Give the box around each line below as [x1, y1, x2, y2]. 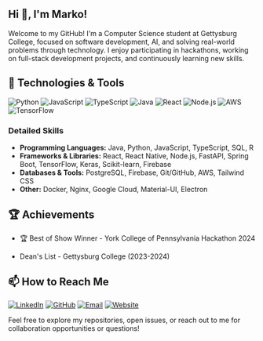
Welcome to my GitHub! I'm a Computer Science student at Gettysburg [8, 28, 237, 38]
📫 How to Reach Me [8, 275, 109, 288]
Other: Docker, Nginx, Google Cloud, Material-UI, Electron [19, 184, 208, 194]
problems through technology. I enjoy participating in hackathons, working [8, 45, 249, 55]
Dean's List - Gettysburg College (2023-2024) [19, 252, 170, 261]
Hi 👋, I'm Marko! [8, 8, 88, 21]
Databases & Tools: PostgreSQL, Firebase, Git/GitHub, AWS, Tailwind [19, 168, 245, 177]
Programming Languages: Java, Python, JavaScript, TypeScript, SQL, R [19, 143, 254, 152]
